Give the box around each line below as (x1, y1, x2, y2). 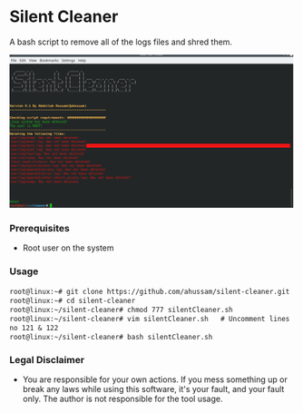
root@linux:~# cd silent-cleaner (9, 296, 136, 305)
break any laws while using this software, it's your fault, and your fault (22, 384, 285, 395)
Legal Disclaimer (9, 353, 84, 366)
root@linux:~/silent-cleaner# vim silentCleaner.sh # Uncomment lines (9, 314, 290, 323)
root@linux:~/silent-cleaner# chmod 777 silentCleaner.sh (9, 305, 233, 314)
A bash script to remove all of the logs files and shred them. (9, 36, 233, 47)
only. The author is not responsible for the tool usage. (22, 393, 223, 405)
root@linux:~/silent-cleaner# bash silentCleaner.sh (9, 332, 213, 341)
